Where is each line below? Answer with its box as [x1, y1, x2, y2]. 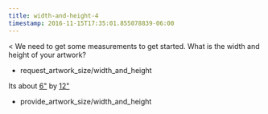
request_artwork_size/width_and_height [19, 65, 152, 75]
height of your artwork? [8, 50, 87, 59]
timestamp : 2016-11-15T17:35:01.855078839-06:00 [8, 19, 175, 27]
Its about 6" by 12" [8, 81, 70, 91]
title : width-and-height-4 [8, 11, 99, 20]
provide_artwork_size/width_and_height [19, 96, 152, 106]
